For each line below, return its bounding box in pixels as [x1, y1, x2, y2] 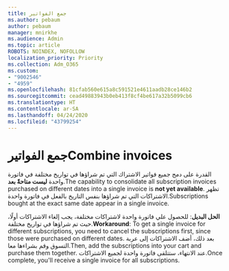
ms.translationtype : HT [8, 99, 76, 106]
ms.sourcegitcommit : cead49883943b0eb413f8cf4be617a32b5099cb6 [8, 93, 193, 100]
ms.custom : [8, 67, 39, 74]
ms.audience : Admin [8, 36, 64, 42]
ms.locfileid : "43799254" [8, 118, 82, 125]
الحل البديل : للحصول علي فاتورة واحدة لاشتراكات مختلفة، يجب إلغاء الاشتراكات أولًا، [8, 213, 220, 221]
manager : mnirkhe [8, 29, 58, 36]
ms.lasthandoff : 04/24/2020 [8, 112, 88, 118]
